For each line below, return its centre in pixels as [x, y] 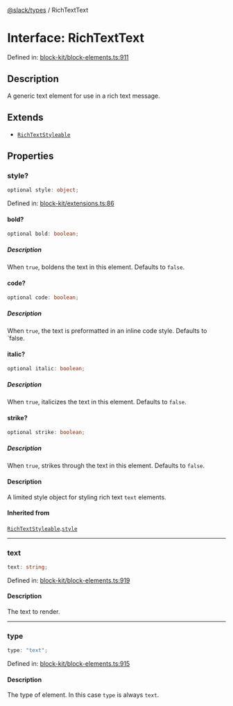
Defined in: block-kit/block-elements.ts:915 [69, 664]
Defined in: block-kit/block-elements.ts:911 [68, 57]
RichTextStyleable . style [42, 528]
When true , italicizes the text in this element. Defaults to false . [97, 402]
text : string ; [28, 567]
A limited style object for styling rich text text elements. [87, 497]
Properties [31, 156]
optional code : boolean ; [43, 298]
